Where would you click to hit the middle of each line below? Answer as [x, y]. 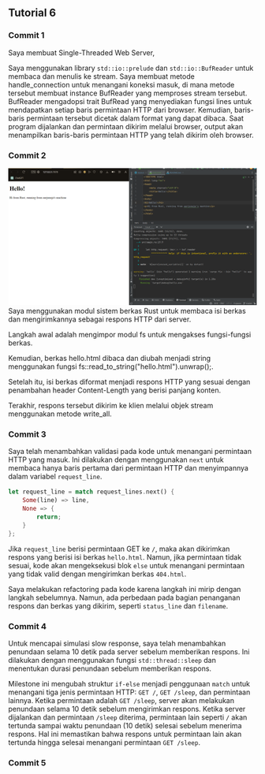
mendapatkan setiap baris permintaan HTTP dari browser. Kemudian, [120, 110]
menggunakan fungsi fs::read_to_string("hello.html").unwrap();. [111, 367]
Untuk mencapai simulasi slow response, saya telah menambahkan [117, 643]
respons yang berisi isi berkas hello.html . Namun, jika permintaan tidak [125, 557]
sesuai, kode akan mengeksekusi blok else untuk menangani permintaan [127, 565]
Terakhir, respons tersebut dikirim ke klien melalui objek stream [111, 406]
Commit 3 [27, 434]
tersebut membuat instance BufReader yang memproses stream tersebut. [128, 93]
